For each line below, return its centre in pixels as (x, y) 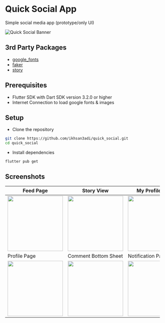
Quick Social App (41, 9)
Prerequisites (26, 85)
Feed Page (35, 190)
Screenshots (25, 177)
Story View (96, 190)
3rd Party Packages (36, 48)
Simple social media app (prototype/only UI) (50, 23)
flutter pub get (22, 161)
